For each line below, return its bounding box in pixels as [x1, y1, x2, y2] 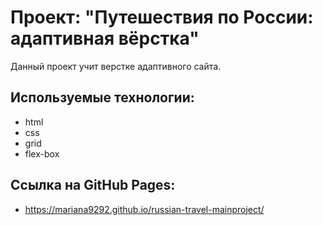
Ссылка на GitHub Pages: [10, 177, 176, 194]
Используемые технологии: [10, 89, 195, 106]
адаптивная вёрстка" [10, 27, 200, 50]
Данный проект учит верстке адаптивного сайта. [10, 60, 222, 72]
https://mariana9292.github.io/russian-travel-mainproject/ [24, 203, 265, 215]
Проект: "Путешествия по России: [10, 6, 314, 29]
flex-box [24, 147, 60, 160]
